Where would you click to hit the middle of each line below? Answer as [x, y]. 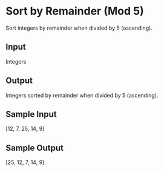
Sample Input [31, 114]
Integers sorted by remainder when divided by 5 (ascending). [82, 95]
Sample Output [35, 147]
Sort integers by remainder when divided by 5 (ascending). [79, 28]
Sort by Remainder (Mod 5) [75, 11]
